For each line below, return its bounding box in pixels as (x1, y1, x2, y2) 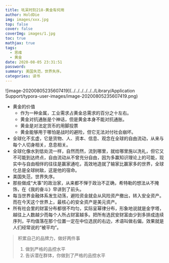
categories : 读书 (5, 74, 41, 79)
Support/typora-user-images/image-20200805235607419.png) (5, 93, 138, 99)
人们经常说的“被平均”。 (12, 224, 62, 230)
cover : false (5, 26, 33, 32)
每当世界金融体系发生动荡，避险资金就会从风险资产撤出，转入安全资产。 (12, 192, 164, 198)
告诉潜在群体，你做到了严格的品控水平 (25, 252, 106, 258)
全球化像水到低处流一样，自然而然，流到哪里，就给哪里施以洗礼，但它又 (12, 148, 164, 154)
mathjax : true (5, 41, 36, 46)
